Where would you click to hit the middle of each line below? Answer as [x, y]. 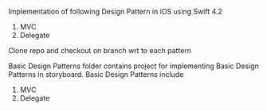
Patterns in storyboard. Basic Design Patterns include [96, 74]
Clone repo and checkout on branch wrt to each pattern [100, 50]
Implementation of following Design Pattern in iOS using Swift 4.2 [116, 11]
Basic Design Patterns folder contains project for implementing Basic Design [133, 66]
